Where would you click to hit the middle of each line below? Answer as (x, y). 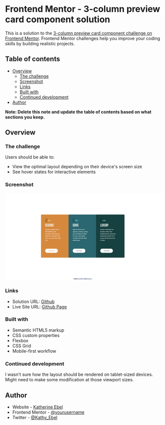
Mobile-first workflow (34, 351)
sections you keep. (25, 117)
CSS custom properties (36, 335)
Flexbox (20, 340)
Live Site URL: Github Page (40, 306)
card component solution (58, 19)
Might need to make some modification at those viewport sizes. (69, 380)
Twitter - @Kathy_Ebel (35, 417)
